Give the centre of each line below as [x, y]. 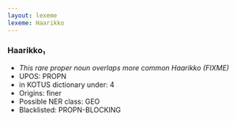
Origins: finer [40, 93]
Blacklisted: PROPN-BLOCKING [70, 110]
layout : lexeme [32, 15]
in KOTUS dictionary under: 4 [67, 85]
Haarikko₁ [26, 51]
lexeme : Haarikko [36, 23]
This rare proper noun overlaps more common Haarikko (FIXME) [124, 67]
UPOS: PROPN [42, 76]
